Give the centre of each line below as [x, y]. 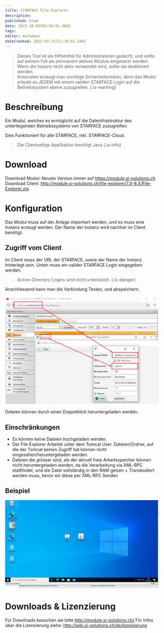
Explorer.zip [17, 188]
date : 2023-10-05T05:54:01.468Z [38, 26]
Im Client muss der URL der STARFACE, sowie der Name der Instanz [73, 259]
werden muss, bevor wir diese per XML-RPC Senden [65, 475]
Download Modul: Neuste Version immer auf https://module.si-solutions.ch [80, 178]
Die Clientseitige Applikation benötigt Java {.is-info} [69, 145]
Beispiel [18, 491]
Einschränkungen [32, 427]
